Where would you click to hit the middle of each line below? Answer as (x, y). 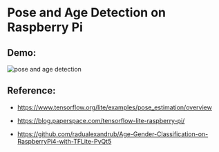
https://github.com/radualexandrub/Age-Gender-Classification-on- (113, 134)
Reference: (31, 91)
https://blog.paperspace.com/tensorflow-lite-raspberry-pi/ (101, 120)
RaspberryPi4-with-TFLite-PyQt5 (64, 141)
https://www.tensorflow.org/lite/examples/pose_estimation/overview (114, 107)
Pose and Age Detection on (87, 13)
